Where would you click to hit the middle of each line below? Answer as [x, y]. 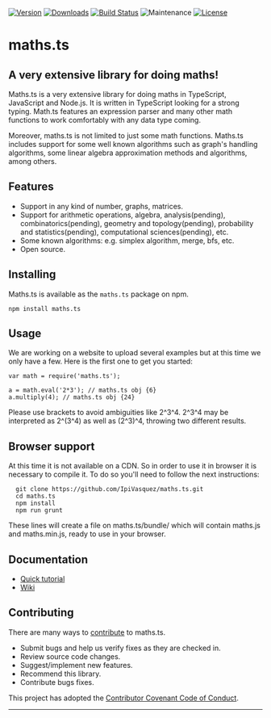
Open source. [43, 249]
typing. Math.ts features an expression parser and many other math [120, 111]
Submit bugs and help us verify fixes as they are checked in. [120, 648]
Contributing [41, 613]
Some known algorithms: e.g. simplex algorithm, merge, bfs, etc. [127, 240]
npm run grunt [39, 510]
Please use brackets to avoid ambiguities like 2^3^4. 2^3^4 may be [119, 413]
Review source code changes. [70, 656]
